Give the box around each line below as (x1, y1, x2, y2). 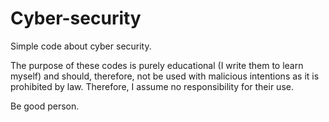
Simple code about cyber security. (10, 40, 152, 52)
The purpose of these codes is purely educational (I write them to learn (10, 59, 304, 71)
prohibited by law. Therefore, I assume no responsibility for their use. (10, 80, 294, 92)
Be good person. (10, 100, 80, 112)
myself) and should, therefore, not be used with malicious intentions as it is (10, 70, 320, 82)
